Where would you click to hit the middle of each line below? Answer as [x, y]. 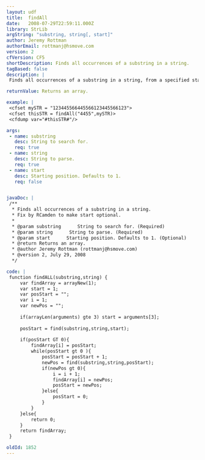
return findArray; [43, 431]
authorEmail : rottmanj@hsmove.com [50, 46]
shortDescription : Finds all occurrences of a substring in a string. [98, 63]
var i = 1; [34, 300]
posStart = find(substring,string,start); [75, 328]
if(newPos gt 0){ [64, 368]
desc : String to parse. [45, 159]
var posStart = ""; [45, 294]
